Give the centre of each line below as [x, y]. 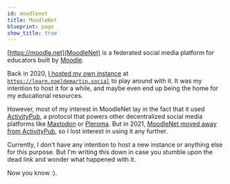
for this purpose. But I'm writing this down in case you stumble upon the [110, 152]
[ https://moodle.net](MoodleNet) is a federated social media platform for [111, 53]
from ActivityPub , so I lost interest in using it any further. [88, 131]
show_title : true [32, 33]
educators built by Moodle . [46, 60]
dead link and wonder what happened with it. [72, 160]
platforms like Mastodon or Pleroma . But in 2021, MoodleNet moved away [112, 124]
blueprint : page [30, 26]
